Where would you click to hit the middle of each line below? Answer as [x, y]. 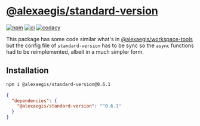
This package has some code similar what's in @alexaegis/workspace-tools [99, 39]
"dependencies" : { [35, 101]
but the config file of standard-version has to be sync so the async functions [100, 45]
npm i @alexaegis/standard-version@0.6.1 [59, 84]
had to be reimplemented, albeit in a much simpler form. [75, 51]
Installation [27, 71]
